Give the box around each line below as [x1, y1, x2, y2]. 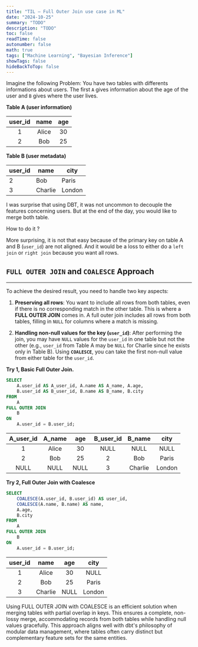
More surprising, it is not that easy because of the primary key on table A [6, 237, 184, 244]
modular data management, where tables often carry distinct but [6, 628, 163, 635]
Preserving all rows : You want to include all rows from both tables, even [14, 299, 190, 306]
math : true [6, 47, 33, 53]
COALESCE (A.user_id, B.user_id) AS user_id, [16, 496, 128, 502]
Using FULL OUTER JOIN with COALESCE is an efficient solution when [6, 603, 177, 610]
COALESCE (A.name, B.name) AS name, [16, 501, 104, 507]
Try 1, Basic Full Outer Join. [6, 366, 74, 373]
